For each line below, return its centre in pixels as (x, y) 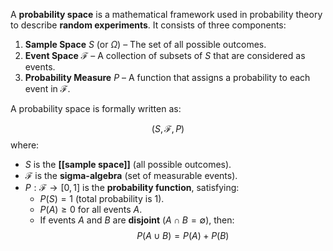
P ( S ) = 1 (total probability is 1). (102, 198)
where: (25, 145)
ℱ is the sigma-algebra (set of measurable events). (131, 175)
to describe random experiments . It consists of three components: (148, 25)
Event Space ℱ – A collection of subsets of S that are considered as (165, 55)
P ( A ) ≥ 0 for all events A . (91, 209)
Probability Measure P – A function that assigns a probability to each (167, 77)
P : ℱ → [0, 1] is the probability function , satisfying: (132, 187)
